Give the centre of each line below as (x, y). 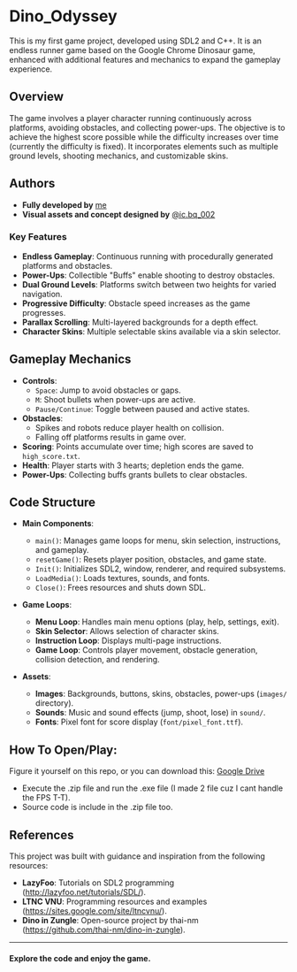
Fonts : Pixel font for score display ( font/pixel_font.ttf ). (139, 722)
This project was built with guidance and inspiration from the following (137, 856)
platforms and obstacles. (67, 265)
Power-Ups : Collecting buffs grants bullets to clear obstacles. (134, 474)
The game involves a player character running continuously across (130, 118)
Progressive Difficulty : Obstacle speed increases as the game (136, 303)
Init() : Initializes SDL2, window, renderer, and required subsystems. (160, 569)
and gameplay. (62, 550)
